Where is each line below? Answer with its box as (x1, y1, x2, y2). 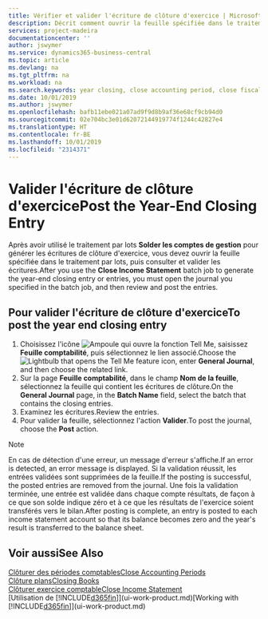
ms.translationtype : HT (8, 123, 88, 131)
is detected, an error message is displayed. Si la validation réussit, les (8, 464, 237, 474)
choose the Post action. (19, 424, 99, 434)
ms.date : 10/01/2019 (8, 93, 77, 101)
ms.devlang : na (8, 64, 59, 72)
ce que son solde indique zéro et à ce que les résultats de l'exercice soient (8, 498, 254, 507)
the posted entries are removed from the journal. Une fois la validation (8, 481, 238, 490)
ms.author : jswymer (8, 101, 73, 109)
